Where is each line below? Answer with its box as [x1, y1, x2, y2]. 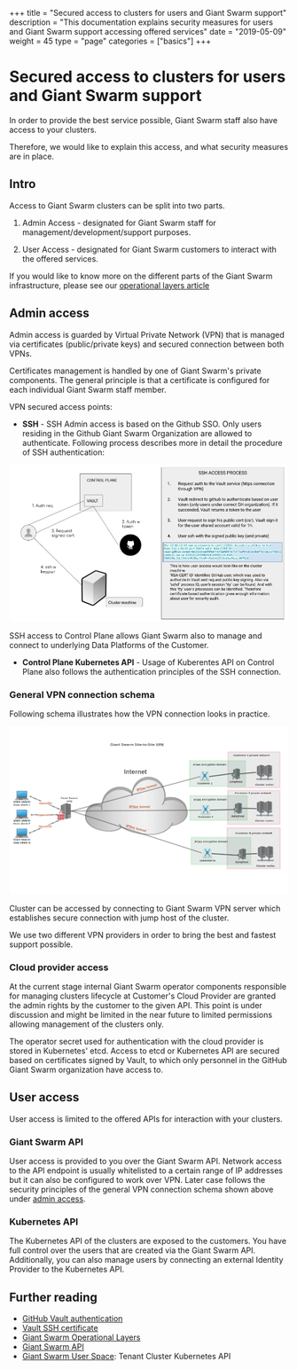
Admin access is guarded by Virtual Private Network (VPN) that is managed [9, 329, 285, 340]
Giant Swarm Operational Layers [21, 1332, 141, 1343]
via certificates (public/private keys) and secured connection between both [9, 339, 285, 349]
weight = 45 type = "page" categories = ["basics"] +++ [9, 35, 212, 46]
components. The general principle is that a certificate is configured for [9, 374, 270, 385]
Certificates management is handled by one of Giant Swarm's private [9, 365, 262, 376]
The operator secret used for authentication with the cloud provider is [9, 1037, 264, 1047]
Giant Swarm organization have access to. [9, 1064, 164, 1076]
